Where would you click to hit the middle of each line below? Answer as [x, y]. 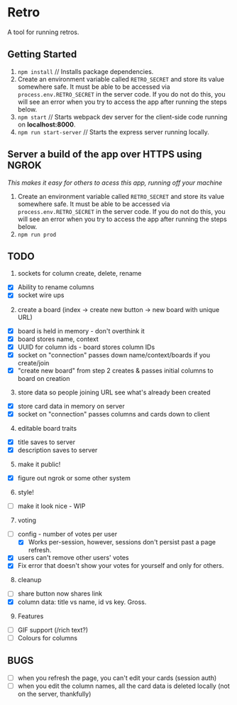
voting [27, 520]
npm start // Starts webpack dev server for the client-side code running [122, 117]
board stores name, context [58, 339]
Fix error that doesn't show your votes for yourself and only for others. [121, 566]
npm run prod [37, 235]
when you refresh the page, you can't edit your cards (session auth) [117, 678]
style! [26, 493]
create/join [33, 362]
